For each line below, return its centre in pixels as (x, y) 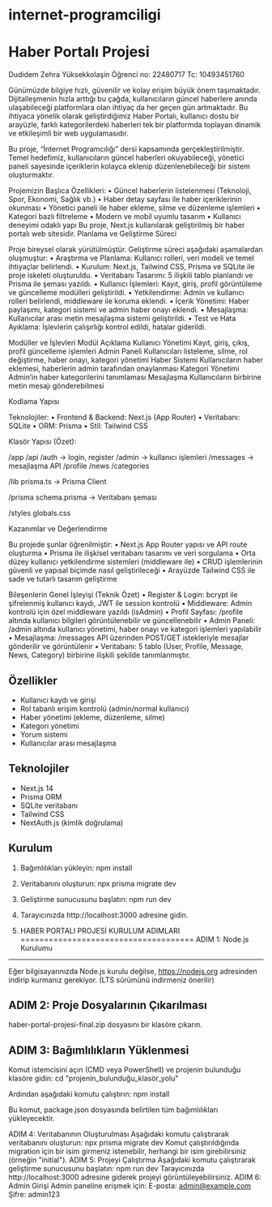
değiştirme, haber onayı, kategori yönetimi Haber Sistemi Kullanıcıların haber (136, 360)
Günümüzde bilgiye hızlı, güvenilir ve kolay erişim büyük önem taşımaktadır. (134, 90)
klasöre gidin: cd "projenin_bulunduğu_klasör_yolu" (93, 1078)
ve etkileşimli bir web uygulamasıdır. (69, 133)
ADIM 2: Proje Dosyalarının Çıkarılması (108, 1005)
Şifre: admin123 (34, 1195)
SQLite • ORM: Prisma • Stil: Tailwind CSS (78, 426)
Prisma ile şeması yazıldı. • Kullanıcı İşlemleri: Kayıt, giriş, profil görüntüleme (136, 284)
